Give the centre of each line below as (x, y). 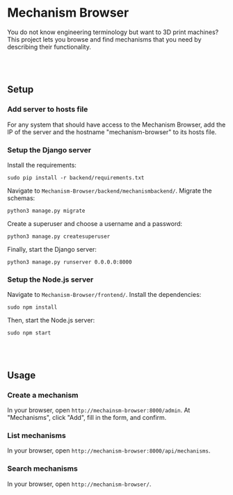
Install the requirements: (42, 165)
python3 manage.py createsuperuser (59, 236)
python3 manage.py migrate (46, 211)
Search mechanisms (42, 469)
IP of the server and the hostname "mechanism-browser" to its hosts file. (112, 132)
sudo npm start (29, 333)
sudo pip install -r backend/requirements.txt (76, 178)
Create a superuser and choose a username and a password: (95, 223)
